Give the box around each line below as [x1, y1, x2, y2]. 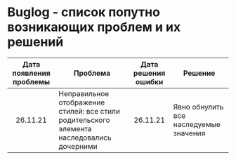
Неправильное [58, 88, 110, 98]
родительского [58, 115, 110, 125]
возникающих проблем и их [7, 19, 181, 35]
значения [173, 128, 206, 138]
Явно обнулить [173, 102, 224, 112]
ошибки [136, 76, 164, 86]
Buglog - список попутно [7, 4, 160, 20]
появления [12, 68, 51, 78]
